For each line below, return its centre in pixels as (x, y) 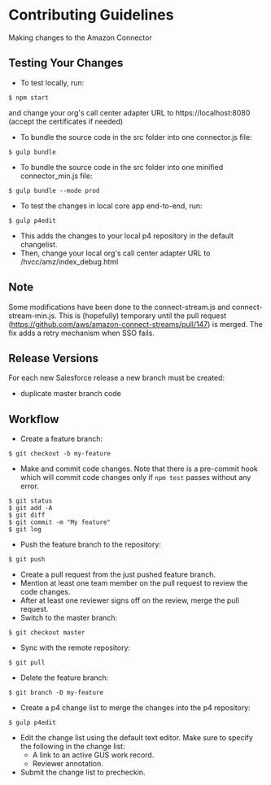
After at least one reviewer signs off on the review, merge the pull (130, 600)
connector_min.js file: (56, 176)
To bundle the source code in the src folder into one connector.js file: (136, 137)
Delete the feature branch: (64, 678)
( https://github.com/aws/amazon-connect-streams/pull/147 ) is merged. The (135, 324)
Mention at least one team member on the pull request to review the (134, 583)
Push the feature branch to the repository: (90, 545)
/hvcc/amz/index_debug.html (69, 261)
